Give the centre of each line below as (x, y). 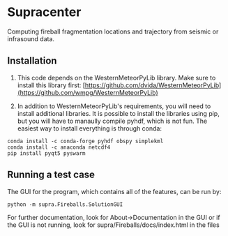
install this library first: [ (51, 85)
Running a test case (51, 175)
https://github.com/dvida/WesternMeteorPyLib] (153, 85)
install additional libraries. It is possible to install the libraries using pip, (118, 113)
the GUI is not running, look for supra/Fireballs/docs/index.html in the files (113, 225)
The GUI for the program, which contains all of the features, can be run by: (114, 191)
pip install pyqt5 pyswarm (46, 153)
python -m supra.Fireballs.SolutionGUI (65, 204)
